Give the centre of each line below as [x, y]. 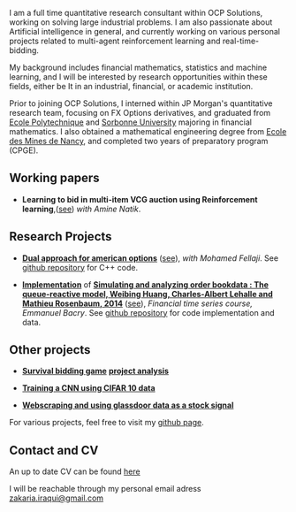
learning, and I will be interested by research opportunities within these [138, 77]
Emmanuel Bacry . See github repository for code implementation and [148, 312]
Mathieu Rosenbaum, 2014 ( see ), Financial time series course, [137, 303]
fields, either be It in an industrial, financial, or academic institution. [131, 86]
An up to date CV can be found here [75, 471]
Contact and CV [54, 450]
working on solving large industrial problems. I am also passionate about [141, 22]
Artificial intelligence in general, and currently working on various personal [145, 31]
